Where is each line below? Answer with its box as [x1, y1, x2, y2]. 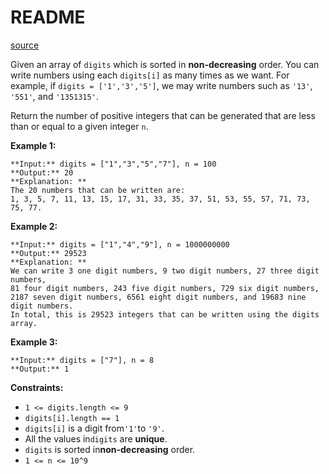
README [10, 6, 86, 29]
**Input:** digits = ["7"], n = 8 [10, 355, 155, 365]
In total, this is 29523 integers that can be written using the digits [10, 309, 320, 320]
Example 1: [10, 139, 57, 151]
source [10, 39, 40, 51]
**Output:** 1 [10, 364, 70, 374]
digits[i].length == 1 [24, 413, 120, 423]
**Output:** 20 [10, 167, 74, 178]
